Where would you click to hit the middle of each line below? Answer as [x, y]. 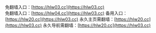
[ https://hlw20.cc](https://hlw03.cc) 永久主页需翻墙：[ [61, 19]
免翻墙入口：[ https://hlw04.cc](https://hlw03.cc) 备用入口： [66, 13]
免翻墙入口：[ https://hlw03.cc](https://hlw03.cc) [55, 7]
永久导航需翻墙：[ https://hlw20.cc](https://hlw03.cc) [97, 25]
